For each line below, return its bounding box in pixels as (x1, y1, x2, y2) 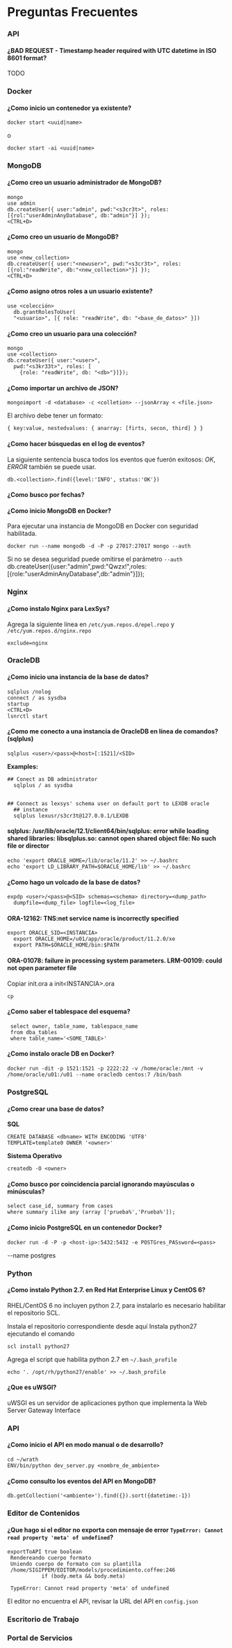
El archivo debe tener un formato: (7, 411, 103, 420)
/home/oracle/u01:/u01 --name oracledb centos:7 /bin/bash (7, 1071, 182, 1079)
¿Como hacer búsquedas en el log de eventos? (7, 439, 145, 447)
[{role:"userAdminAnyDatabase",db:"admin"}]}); (7, 570, 144, 578)
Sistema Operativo (7, 1152, 63, 1160)
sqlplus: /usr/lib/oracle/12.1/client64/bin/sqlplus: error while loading (7, 827, 210, 835)
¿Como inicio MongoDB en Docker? (7, 506, 112, 515)
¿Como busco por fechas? (7, 491, 85, 499)
